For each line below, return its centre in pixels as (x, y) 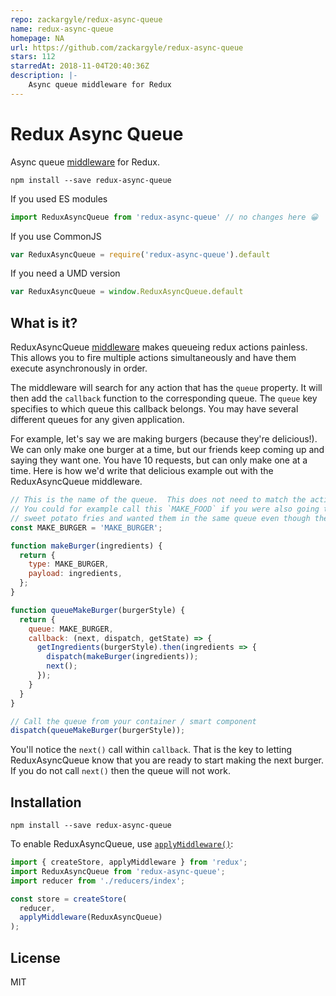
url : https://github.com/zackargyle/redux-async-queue (127, 47)
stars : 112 (33, 57)
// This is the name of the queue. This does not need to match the (158, 500)
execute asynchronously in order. (79, 368)
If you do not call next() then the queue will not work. (120, 771)
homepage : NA (37, 38)
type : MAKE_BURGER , (69, 564)
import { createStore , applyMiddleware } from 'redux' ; (129, 862)
